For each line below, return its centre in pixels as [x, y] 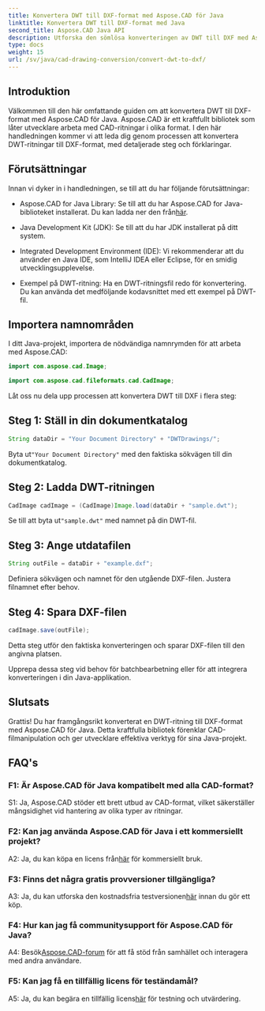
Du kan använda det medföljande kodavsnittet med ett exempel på [127, 291]
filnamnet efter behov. [44, 587]
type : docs [26, 45]
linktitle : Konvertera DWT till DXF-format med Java [97, 23]
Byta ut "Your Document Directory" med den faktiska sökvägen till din [120, 454]
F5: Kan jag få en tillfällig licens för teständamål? [103, 981]
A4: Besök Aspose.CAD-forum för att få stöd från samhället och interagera [128, 953]
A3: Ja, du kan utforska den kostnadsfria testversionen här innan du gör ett [129, 896]
